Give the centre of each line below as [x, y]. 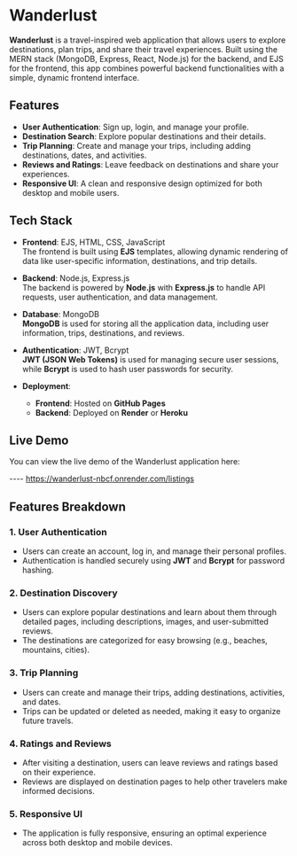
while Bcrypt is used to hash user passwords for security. [127, 369]
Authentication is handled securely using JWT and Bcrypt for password [153, 561]
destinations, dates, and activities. [84, 155]
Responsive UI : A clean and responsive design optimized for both [142, 183]
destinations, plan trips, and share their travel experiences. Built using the [143, 49]
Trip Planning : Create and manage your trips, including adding [136, 145]
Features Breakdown [67, 506]
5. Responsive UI [46, 813]
